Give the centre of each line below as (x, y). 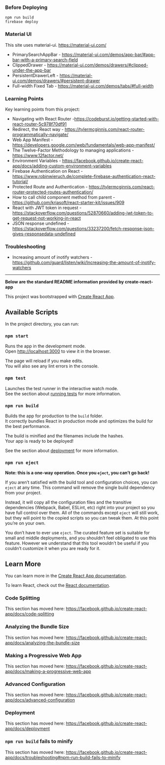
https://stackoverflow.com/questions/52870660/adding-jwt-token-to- (83, 213)
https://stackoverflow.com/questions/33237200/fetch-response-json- (83, 228)
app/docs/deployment (27, 729)
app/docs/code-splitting (30, 614)
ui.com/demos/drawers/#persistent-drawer (56, 81)
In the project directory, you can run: (42, 324)
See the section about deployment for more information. (62, 450)
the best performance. (28, 426)
